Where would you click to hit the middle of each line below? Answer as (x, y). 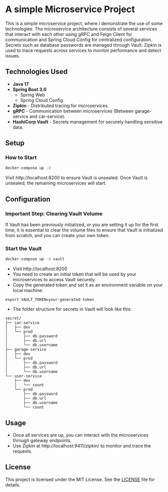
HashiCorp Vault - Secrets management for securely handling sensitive (88, 122)
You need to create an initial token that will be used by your (74, 274)
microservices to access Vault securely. (54, 280)
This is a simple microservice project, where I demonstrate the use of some (84, 23)
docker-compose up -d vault (35, 259)
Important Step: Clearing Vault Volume (54, 213)
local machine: (28, 290)
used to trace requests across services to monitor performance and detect (83, 50)
